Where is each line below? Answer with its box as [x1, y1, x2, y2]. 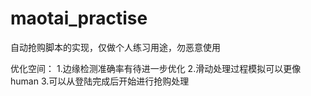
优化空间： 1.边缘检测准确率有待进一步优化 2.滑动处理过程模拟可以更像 [10, 62, 302, 74]
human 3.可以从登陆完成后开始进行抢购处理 [10, 75, 190, 87]
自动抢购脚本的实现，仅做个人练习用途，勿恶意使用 [10, 41, 221, 53]
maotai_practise [10, 7, 148, 30]
